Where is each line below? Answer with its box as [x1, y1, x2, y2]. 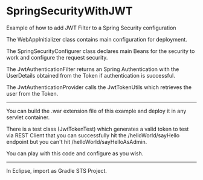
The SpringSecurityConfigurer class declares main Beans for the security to [6, 47, 195, 55]
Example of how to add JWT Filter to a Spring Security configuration [6, 24, 176, 31]
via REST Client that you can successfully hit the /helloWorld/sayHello [6, 131, 180, 139]
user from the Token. [6, 90, 59, 97]
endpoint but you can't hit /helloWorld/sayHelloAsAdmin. [6, 138, 147, 145]
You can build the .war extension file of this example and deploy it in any [6, 107, 187, 114]
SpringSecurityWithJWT [6, 4, 133, 18]
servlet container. [6, 113, 50, 121]
